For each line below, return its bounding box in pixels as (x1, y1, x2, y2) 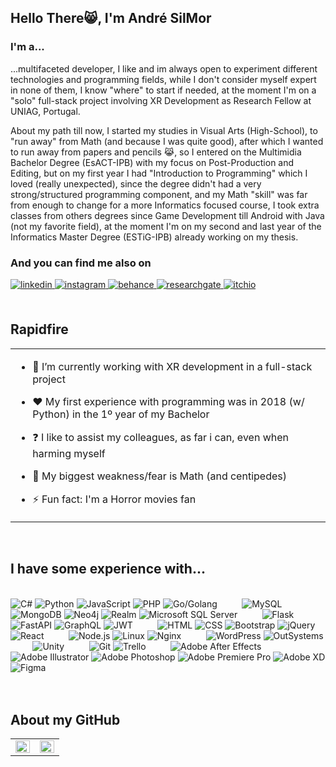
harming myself (32, 446, 106, 460)
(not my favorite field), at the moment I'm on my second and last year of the (10, 220, 322, 232)
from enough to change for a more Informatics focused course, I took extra (10, 199, 320, 211)
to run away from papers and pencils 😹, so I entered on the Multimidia (10, 146, 302, 158)
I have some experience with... (10, 561, 206, 578)
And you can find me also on (10, 256, 152, 270)
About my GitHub (10, 712, 121, 728)
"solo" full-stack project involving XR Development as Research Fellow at (10, 94, 312, 106)
